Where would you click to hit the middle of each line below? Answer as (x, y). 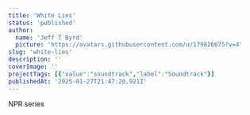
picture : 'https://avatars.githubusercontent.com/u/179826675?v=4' (129, 45)
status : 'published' (42, 23)
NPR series (27, 104)
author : (21, 30)
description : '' (35, 60)
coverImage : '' (33, 67)
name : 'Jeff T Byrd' (49, 37)
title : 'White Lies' (42, 15)
